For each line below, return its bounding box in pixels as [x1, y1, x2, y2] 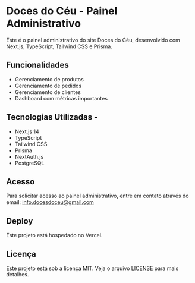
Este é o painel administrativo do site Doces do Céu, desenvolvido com [6, 36, 180, 43]
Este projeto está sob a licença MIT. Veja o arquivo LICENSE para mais [6, 265, 179, 272]
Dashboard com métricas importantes [14, 95, 108, 102]
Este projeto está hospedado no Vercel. [6, 232, 103, 239]
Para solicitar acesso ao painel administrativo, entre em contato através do [6, 192, 189, 200]
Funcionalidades [6, 60, 70, 70]
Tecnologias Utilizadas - [6, 112, 98, 122]
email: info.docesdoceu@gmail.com [6, 199, 94, 206]
